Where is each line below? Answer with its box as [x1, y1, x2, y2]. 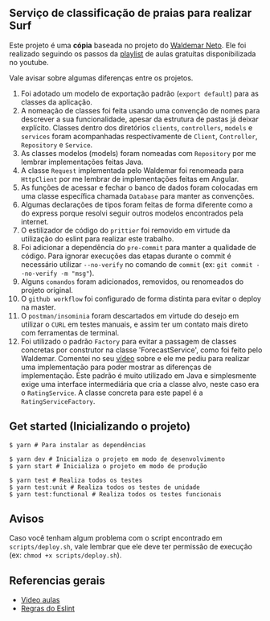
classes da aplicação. [20, 97, 93, 107]
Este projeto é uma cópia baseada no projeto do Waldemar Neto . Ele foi [9, 40, 247, 50]
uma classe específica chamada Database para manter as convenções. [20, 191, 255, 200]
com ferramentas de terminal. [20, 327, 120, 337]
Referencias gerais [9, 574, 105, 587]
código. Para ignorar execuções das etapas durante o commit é [20, 251, 231, 261]
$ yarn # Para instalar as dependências [9, 441, 147, 449]
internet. [20, 216, 49, 226]
